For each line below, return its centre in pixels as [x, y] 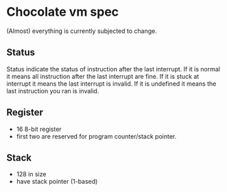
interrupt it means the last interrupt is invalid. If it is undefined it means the [111, 84]
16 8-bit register [39, 129]
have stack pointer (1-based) [57, 182]
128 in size [31, 174]
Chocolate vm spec [63, 12]
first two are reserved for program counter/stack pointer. [96, 136]
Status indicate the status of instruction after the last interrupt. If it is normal [113, 69]
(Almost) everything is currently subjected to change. [82, 31]
